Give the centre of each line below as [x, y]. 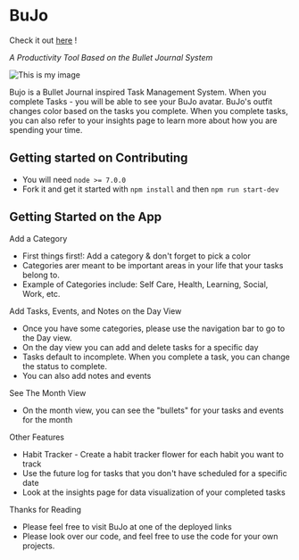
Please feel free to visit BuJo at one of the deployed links [127, 526]
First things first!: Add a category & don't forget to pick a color [137, 256]
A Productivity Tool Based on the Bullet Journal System [111, 57]
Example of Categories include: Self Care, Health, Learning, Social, [145, 284]
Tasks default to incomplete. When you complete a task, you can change [156, 357]
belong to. [41, 275]
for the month [47, 419]
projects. [38, 546]
